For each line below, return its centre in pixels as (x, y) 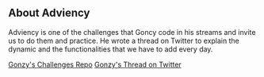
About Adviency (49, 13)
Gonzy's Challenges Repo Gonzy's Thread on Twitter (95, 64)
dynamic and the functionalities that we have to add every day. (111, 49)
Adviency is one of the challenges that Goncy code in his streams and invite (132, 32)
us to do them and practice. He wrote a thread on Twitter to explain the (124, 40)
